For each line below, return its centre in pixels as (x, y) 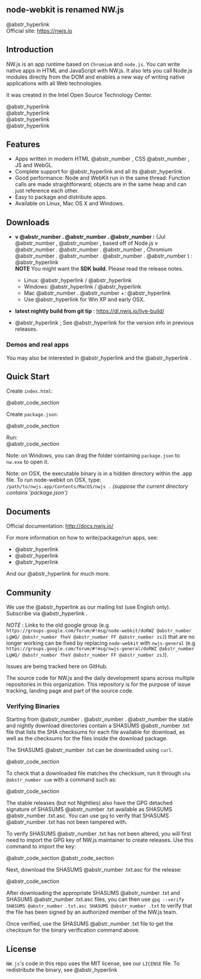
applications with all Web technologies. (55, 83)
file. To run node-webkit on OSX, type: (54, 480)
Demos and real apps (37, 345)
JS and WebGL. (34, 165)
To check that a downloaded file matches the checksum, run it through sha (98, 773)
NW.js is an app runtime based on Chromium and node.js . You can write (93, 64)
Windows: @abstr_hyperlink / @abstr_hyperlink (82, 287)
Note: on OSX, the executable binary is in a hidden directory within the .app (99, 474)
